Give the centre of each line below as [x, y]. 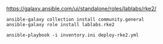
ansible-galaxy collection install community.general [75, 20]
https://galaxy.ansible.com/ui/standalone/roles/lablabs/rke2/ [81, 9]
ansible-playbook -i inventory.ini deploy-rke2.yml [72, 35]
